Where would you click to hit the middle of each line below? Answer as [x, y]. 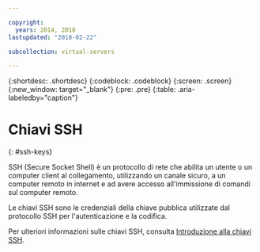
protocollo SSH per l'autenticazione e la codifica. [88, 216]
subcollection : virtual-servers [61, 52]
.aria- [186, 90]
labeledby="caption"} [43, 98]
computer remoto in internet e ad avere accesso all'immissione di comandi [130, 184]
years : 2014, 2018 [46, 30]
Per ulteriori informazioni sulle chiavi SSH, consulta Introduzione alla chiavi [130, 231]
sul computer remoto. [43, 193]
